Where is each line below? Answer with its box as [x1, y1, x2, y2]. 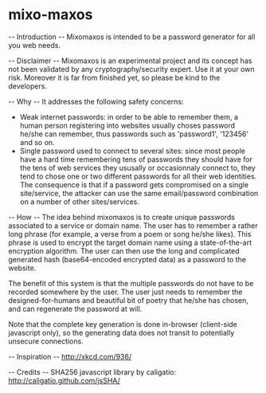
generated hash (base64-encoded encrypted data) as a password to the [8, 254, 247, 264]
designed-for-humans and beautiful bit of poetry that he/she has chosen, [8, 295, 249, 305]
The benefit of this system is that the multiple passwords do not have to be [8, 278, 254, 288]
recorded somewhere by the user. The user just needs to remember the [8, 287, 243, 297]
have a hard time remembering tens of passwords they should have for [19, 154, 252, 164]
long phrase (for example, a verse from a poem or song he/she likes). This [8, 229, 252, 238]
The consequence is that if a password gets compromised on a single [19, 179, 249, 189]
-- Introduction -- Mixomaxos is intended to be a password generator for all [8, 32, 256, 41]
